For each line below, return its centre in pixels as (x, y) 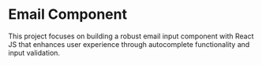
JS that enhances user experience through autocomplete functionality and (129, 44)
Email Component (68, 14)
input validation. (34, 52)
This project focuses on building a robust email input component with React (131, 36)
